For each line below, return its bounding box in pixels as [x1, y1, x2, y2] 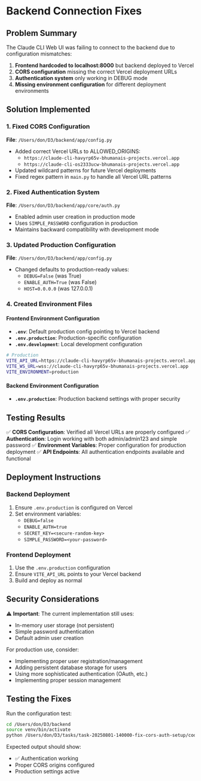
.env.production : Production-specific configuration [14, 334, 142, 341]
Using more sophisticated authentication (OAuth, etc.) [14, 670, 148, 677]
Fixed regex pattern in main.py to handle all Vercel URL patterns [14, 173, 172, 180]
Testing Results [6, 413, 66, 423]
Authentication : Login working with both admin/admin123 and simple [6, 435, 178, 442]
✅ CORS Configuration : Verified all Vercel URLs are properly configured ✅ [6, 428, 190, 435]
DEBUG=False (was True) [23, 272, 82, 279]
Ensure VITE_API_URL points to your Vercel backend [14, 570, 142, 578]
